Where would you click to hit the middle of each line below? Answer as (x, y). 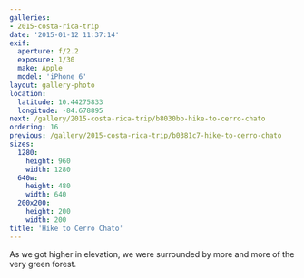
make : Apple (40, 69)
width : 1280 (48, 169)
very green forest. (43, 264)
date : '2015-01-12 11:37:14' (64, 34)
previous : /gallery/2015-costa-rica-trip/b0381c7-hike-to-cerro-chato (146, 136)
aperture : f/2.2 (48, 52)
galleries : (30, 18)
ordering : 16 (34, 128)
